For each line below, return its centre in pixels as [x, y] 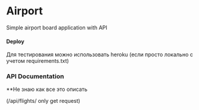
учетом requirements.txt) [37, 61]
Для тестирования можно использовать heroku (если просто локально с [100, 54]
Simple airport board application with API [57, 27]
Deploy [15, 41]
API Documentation [35, 77]
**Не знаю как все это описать [47, 89]
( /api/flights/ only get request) [43, 101]
